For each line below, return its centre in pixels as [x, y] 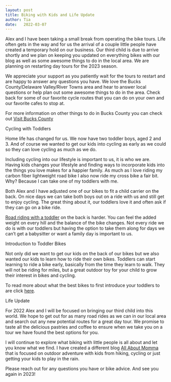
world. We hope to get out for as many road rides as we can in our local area [86, 316]
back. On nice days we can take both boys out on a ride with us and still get [85, 197]
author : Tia [18, 19]
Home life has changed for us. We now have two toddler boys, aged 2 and [83, 138]
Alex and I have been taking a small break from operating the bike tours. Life [86, 39]
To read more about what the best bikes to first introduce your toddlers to [82, 286]
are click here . [20, 291]
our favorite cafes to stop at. [35, 104]
